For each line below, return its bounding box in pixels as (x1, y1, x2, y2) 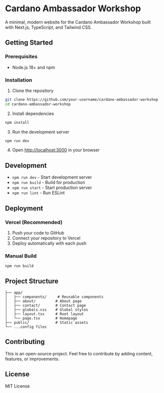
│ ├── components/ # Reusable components (5, 294, 104, 299)
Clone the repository (12, 88, 54, 93)
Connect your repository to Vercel (12, 235, 81, 241)
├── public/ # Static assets (5, 320, 89, 325)
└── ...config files (5, 324, 47, 329)
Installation (5, 76, 33, 83)
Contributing (5, 338, 45, 346)
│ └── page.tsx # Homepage (5, 316, 78, 321)
